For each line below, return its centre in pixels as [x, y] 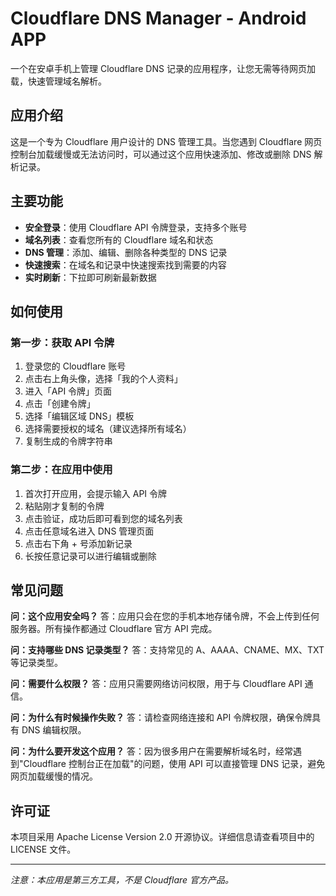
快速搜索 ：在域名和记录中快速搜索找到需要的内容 [125, 264]
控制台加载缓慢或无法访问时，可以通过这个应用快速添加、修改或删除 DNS [161, 154]
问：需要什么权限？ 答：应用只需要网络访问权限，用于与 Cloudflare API [156, 684]
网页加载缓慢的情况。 [54, 776]
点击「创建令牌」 [60, 404]
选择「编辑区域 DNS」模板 [79, 416]
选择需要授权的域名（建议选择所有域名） [108, 429]
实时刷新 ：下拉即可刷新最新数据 [90, 277]
